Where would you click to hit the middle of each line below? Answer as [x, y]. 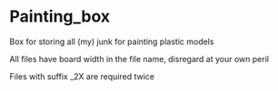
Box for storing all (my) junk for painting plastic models [112, 41]
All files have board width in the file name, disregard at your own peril [139, 59]
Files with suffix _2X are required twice [82, 76]
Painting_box [60, 17]
